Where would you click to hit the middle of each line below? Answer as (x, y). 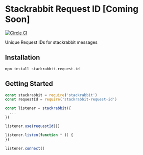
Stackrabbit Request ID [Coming (72, 9)
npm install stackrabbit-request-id (42, 69)
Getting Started (29, 84)
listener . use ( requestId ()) (33, 126)
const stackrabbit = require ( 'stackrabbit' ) (51, 95)
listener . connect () (25, 148)
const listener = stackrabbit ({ (38, 108)
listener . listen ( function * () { (39, 135)
